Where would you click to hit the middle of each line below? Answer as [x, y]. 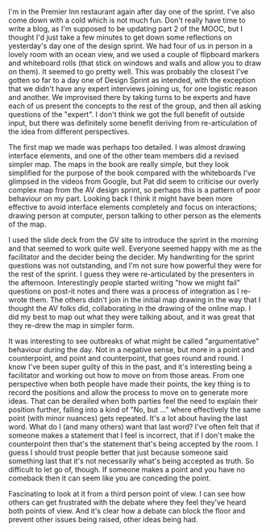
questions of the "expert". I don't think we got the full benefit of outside [127, 114]
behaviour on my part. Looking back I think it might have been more [121, 198]
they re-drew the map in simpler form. [71, 325]
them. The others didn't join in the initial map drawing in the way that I [145, 300]
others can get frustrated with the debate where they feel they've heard [127, 502]
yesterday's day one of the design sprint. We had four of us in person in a [131, 46]
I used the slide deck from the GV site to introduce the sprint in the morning [134, 240]
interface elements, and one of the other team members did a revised [124, 156]
